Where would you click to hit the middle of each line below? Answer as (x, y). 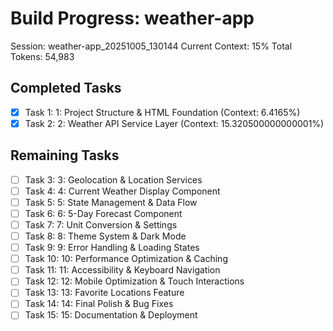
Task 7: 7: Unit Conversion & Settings (101, 224)
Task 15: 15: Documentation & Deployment (111, 315)
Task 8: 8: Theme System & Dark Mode (105, 236)
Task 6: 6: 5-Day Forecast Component (103, 213)
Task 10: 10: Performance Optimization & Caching (126, 259)
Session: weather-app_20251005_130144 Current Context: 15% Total (151, 46)
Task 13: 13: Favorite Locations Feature (104, 293)
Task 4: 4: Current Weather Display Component (122, 191)
